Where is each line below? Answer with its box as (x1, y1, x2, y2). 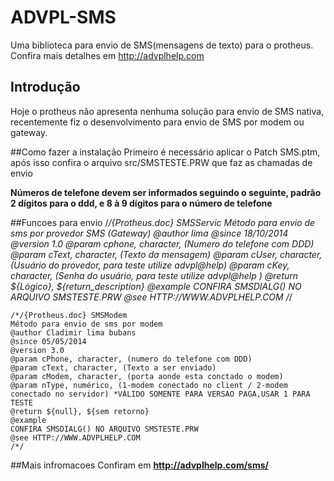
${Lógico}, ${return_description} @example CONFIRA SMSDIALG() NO (10, 280, 302, 292)
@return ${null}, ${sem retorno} (10, 406, 150, 416)
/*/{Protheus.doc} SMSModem (10, 310, 128, 320)
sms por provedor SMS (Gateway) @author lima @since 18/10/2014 (10, 227, 289, 239)
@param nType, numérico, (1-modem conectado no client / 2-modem (10, 380, 288, 390)
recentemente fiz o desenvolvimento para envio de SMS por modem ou (10, 116, 305, 128)
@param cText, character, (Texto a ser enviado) (10, 362, 217, 373)
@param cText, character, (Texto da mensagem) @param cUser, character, (10, 248, 323, 260)
